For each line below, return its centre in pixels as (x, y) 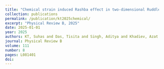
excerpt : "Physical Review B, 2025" (42, 23)
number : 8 (15, 50)
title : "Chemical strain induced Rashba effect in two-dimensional (75, 9)
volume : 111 (17, 46)
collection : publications (31, 14)
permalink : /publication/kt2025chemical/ (48, 18)
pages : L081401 (20, 55)
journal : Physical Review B (34, 41)
